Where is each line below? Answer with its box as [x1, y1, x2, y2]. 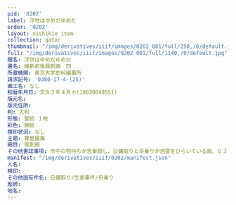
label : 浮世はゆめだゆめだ [7, 17, 77, 24]
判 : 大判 [7, 108, 30, 116]
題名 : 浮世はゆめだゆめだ [7, 56, 72, 63]
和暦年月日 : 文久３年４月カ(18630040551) [7, 89, 118, 96]
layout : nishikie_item [7, 30, 74, 37]
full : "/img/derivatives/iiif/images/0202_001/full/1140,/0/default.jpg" [7, 50, 228, 57]
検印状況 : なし [7, 128, 46, 135]
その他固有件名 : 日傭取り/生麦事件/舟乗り [7, 174, 114, 181]
